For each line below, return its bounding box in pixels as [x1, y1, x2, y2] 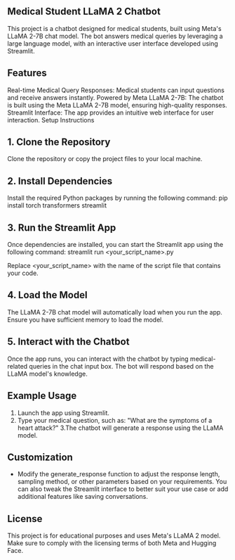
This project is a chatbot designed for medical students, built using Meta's [7, 24, 222, 32]
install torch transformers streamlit [7, 201, 107, 210]
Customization [7, 451, 74, 463]
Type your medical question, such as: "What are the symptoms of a [17, 416, 213, 424]
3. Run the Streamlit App [7, 222, 116, 234]
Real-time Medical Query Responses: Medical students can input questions [7, 86, 224, 94]
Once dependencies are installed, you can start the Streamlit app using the [7, 241, 224, 249]
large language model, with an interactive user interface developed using [7, 39, 219, 48]
